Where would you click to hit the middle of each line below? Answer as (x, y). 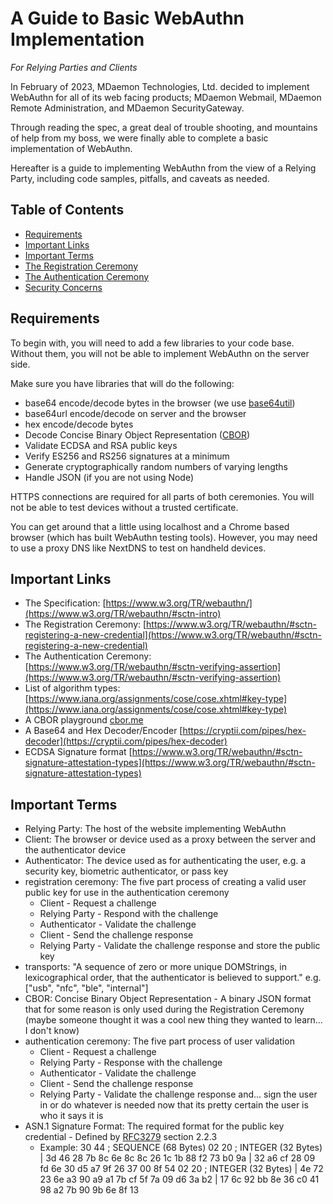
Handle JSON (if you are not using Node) (109, 477)
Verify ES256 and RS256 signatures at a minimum (127, 456)
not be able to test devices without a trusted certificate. (124, 507)
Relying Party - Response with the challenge (131, 1063)
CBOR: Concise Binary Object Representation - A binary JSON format (168, 999)
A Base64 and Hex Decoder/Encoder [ (103, 731)
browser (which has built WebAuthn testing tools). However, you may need (164, 537)
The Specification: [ (65, 603)
